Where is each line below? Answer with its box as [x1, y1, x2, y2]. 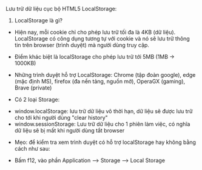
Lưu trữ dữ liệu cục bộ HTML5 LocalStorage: [5, 5, 117, 12]
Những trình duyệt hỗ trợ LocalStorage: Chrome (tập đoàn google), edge [14, 71, 196, 78]
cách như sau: [14, 145, 50, 152]
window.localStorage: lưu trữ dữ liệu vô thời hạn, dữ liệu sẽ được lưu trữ [14, 108, 193, 114]
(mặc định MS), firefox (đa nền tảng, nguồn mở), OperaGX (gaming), [14, 78, 186, 85]
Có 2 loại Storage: [14, 96, 60, 103]
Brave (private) [14, 84, 52, 91]
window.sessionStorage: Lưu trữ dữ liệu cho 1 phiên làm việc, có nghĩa [14, 120, 190, 128]
